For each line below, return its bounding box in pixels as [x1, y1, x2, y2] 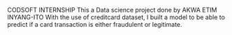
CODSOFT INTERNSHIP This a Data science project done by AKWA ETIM [7, 6, 217, 14]
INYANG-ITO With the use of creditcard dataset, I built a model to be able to [7, 13, 226, 21]
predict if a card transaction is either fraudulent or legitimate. [7, 21, 183, 28]
